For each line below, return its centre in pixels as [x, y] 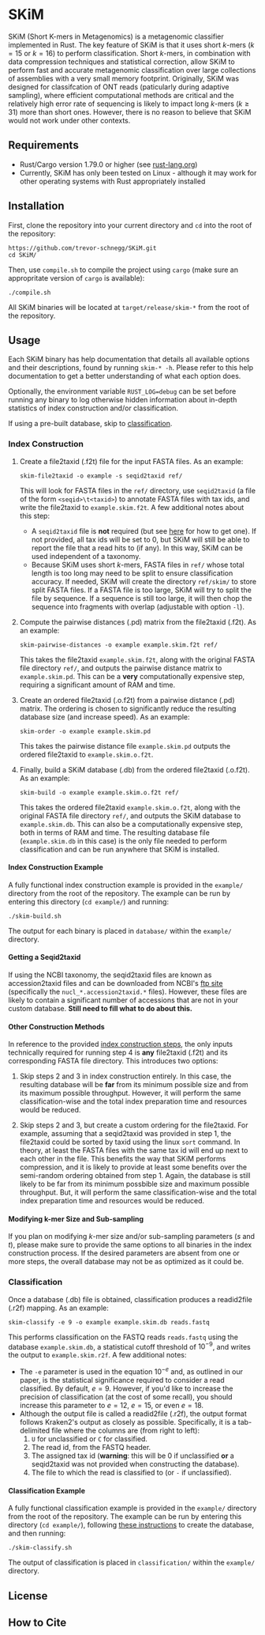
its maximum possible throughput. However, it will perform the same [130, 1093]
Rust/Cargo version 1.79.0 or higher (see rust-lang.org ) [108, 164]
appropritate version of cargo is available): [77, 278]
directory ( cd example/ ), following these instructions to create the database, [131, 1525]
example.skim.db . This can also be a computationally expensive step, [131, 824]
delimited [35, 1431]
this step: [34, 515]
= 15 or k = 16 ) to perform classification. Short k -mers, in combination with [129, 53]
